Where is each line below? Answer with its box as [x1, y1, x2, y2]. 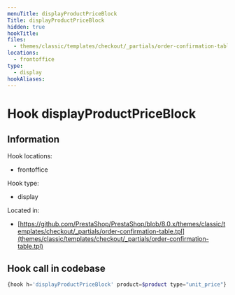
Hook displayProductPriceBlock [7, 106, 197, 121]
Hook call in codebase [7, 262, 106, 274]
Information [7, 133, 60, 145]
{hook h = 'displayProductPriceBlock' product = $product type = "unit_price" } [7, 281, 227, 288]
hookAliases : [7, 75, 45, 83]
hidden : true [7, 23, 45, 30]
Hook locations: [7, 152, 52, 160]
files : [7, 36, 27, 43]
